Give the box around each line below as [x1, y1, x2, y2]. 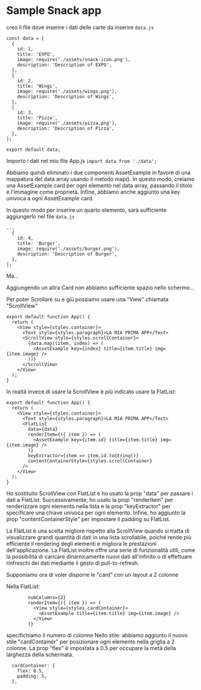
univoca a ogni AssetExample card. [6, 194, 94, 202]
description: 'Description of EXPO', [17, 62, 112, 68]
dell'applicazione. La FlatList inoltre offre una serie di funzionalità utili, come [6, 546, 196, 554]
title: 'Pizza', [17, 114, 59, 121]
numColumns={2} [28, 594, 66, 600]
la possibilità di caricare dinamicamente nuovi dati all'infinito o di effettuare [6, 553, 193, 560]
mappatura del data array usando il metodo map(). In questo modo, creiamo [6, 175, 195, 182]
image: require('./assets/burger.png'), [17, 246, 120, 252]
